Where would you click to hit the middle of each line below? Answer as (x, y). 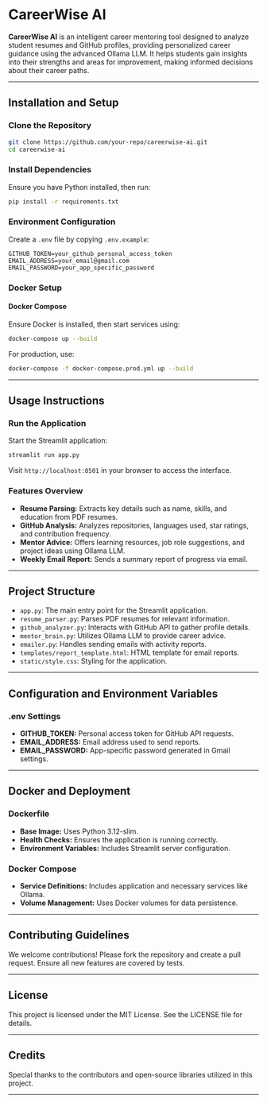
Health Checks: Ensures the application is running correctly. (119, 839)
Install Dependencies (50, 170)
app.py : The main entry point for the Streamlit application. (114, 610)
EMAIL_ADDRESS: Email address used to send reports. (110, 742)
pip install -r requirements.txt (64, 201)
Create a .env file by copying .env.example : (79, 239)
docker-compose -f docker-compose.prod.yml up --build (101, 368)
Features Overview (46, 491)
